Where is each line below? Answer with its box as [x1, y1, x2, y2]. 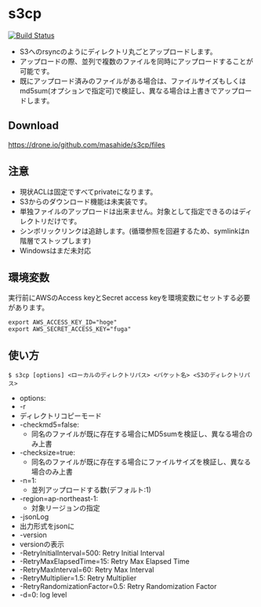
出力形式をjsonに [19, 522, 75, 531]
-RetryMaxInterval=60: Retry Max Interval [19, 565, 154, 575]
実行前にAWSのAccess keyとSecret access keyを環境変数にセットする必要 [8, 293, 251, 303]
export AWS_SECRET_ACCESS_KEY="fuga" [8, 325, 132, 333]
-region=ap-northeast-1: [19, 494, 99, 503]
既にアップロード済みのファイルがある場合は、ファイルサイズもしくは [19, 76, 247, 85]
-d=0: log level [19, 590, 67, 600]
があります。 [8, 303, 49, 312]
